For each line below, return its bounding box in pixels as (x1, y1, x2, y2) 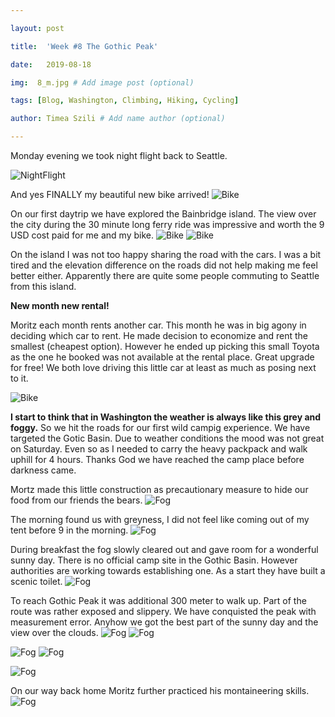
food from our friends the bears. (10, 494, 143, 506)
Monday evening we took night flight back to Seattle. (10, 150, 228, 161)
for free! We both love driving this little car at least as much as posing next (10, 362, 317, 373)
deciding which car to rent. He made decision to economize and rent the (10, 330, 308, 341)
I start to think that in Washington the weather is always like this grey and (10, 411, 322, 423)
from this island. (10, 281, 77, 292)
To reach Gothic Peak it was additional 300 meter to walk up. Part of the (10, 595, 307, 606)
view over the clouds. (10, 627, 99, 638)
